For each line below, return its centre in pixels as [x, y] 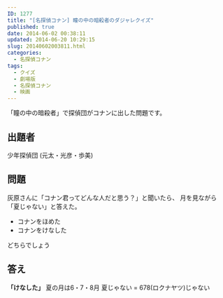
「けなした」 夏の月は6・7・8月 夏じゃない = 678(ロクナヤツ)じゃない [109, 287]
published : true [31, 27]
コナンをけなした [42, 230]
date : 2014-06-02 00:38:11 [46, 33]
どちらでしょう [29, 245]
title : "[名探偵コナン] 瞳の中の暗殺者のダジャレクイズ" [80, 20]
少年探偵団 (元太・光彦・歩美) [50, 155]
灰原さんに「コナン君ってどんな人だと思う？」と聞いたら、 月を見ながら [112, 198]
